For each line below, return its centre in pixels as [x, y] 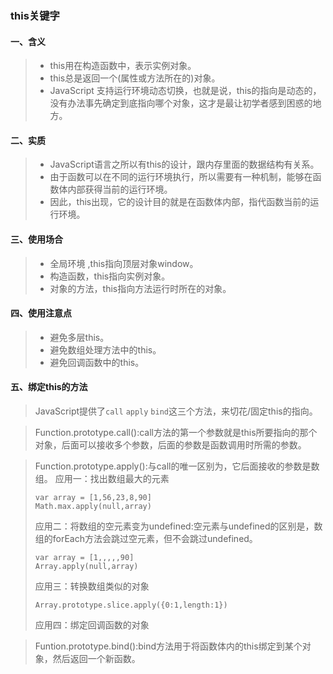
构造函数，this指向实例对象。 [110, 276]
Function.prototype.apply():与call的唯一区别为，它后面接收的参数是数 [177, 466]
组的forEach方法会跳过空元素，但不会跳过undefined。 [146, 538]
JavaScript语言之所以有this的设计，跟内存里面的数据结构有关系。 [184, 164]
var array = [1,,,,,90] [84, 557]
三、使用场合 [36, 239]
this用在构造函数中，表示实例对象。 [123, 66]
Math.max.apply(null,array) [93, 506]
